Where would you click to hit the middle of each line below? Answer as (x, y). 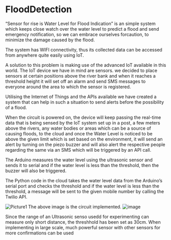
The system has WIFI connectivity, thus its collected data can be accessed (84, 50)
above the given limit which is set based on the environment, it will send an (84, 139)
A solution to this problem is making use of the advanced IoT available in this (86, 65)
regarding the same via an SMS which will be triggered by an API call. (78, 150)
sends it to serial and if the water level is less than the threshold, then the (82, 165)
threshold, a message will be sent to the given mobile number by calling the (85, 191)
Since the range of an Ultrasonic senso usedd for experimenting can (77, 217)
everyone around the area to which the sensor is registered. (68, 87)
